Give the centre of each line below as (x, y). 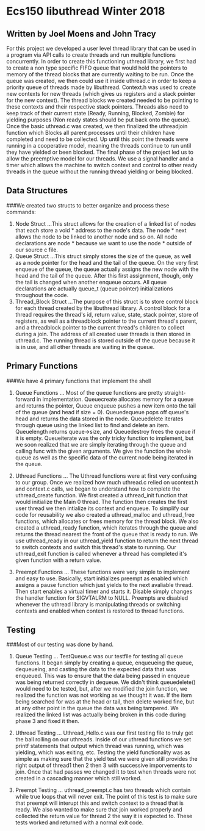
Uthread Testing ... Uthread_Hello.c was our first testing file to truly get (104, 733)
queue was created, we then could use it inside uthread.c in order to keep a (101, 81)
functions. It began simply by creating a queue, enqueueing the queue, (104, 663)
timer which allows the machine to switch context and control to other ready (102, 165)
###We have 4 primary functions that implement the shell (79, 381)
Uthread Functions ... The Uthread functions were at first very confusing (106, 476)
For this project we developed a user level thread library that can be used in (101, 48)
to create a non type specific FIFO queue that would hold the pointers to (97, 68)
